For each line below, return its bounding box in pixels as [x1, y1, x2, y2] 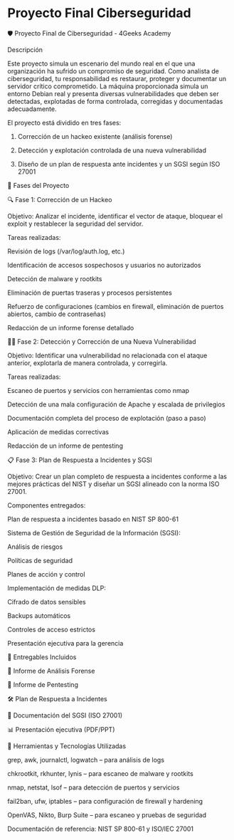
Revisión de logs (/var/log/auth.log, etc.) [7, 247, 125, 256]
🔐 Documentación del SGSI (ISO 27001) [7, 710, 123, 720]
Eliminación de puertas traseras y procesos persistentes [7, 288, 172, 297]
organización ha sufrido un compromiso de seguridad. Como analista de [7, 66, 219, 75]
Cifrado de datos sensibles [7, 597, 87, 606]
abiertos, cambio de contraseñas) [7, 310, 107, 318]
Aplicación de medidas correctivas [7, 427, 109, 436]
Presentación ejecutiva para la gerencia [7, 639, 124, 647]
